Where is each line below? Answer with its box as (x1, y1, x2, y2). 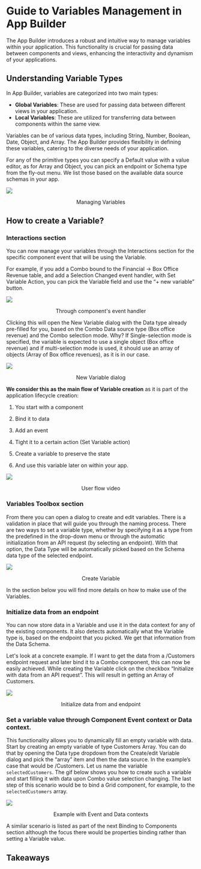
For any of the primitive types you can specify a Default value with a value (6, 156, 190, 163)
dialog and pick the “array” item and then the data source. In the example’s (6, 756, 191, 763)
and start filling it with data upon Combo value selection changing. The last (6, 775, 191, 782)
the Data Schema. (6, 641, 50, 648)
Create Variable (82, 575, 120, 582)
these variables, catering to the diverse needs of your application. (6, 144, 169, 151)
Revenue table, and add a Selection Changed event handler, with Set (6, 272, 176, 279)
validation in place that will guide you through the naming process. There (6, 520, 187, 527)
